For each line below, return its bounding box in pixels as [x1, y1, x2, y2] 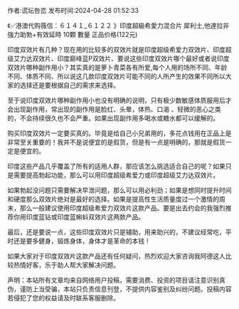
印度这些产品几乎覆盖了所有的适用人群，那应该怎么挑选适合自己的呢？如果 [7, 162, 225, 170]
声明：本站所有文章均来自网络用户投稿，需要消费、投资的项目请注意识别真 [7, 276, 225, 284]
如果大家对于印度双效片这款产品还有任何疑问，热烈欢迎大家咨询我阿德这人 [7, 252, 225, 260]
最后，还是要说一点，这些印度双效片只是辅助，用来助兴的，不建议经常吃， [7, 228, 225, 236]
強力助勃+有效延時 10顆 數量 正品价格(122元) [7, 31, 138, 38]
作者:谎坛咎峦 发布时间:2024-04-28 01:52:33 [7, 6, 139, 14]
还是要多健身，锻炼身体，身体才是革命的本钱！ [13, 237, 151, 245]
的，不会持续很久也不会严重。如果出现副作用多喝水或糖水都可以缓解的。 [7, 114, 219, 122]
